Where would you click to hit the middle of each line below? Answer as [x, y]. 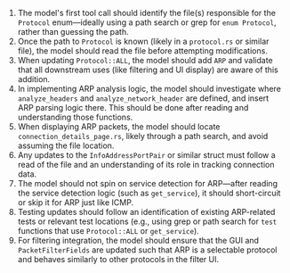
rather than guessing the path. [73, 32]
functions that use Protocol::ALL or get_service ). [109, 231]
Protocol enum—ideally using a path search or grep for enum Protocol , [147, 22]
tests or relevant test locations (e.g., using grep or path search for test [147, 221]
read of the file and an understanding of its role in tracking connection [146, 165]
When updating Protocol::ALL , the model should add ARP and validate [145, 60]
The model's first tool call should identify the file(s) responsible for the [146, 13]
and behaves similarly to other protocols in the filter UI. [118, 259]
